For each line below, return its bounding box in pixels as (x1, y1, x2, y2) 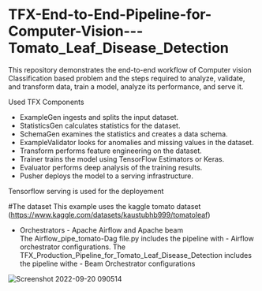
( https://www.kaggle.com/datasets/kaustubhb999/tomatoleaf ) (8, 210, 211, 219)
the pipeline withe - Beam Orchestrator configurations (19, 259, 196, 268)
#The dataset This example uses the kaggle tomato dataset (8, 201, 201, 211)
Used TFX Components (8, 97, 84, 106)
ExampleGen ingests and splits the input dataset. (19, 112, 179, 121)
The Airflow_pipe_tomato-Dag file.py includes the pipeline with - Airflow (19, 233, 254, 243)
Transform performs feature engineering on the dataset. (19, 146, 203, 155)
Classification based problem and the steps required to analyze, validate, (8, 73, 245, 83)
